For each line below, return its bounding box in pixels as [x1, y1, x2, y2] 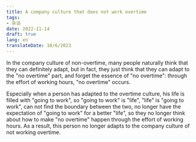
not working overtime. [6, 128, 61, 136]
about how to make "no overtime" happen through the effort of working [6, 115, 184, 123]
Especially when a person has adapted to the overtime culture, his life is [6, 90, 185, 97]
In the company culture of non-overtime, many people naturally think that [6, 59, 188, 66]
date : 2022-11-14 [6, 25, 50, 32]
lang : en [6, 37, 28, 43]
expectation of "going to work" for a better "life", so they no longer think [6, 109, 186, 117]
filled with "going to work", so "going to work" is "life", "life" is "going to [6, 96, 184, 103]
